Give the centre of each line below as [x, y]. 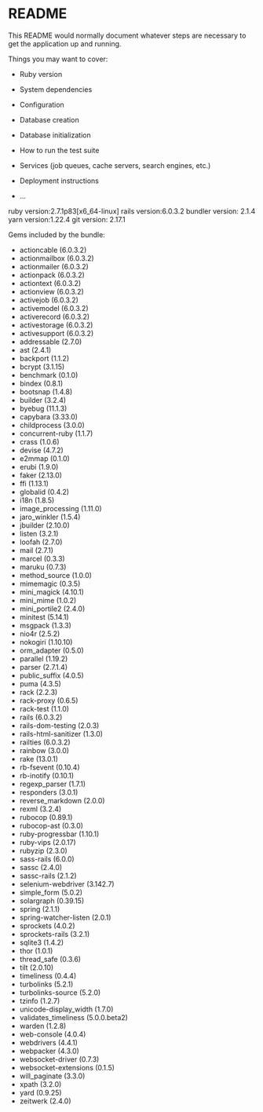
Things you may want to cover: [58, 59]
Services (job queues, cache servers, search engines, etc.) [115, 165]
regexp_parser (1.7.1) [53, 784]
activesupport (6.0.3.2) [57, 333]
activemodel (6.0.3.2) [54, 308]
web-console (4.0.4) [53, 1034]
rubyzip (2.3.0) [44, 850]
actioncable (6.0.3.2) [53, 250]
